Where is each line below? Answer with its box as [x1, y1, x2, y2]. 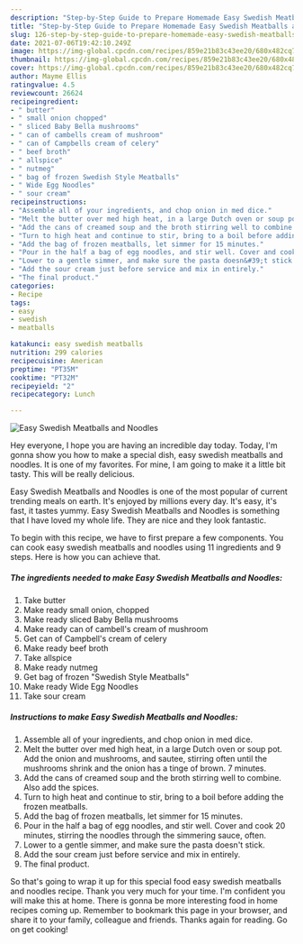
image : [10, 47, 35, 56]
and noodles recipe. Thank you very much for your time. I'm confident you [10, 885, 286, 897]
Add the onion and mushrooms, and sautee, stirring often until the [22, 754, 268, 765]
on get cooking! [10, 924, 68, 935]
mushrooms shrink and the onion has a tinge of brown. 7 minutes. [22, 763, 267, 774]
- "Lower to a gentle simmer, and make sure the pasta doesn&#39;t [10, 256, 269, 266]
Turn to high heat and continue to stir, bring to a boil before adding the [22, 792, 284, 802]
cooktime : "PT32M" [10, 373, 79, 382]
